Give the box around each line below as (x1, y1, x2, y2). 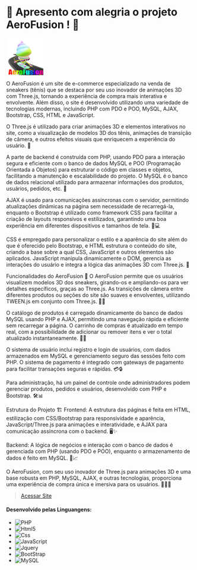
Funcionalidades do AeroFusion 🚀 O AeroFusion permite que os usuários (6, 273, 184, 280)
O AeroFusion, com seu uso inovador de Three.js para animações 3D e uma (6, 468, 191, 475)
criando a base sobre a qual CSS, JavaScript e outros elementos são (6, 248, 174, 255)
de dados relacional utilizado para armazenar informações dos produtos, (6, 178, 184, 186)
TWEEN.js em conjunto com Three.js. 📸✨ (6, 297, 106, 305)
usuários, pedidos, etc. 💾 (6, 185, 67, 192)
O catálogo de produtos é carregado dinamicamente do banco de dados (6, 309, 183, 316)
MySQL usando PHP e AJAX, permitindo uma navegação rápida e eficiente (6, 315, 189, 322)
